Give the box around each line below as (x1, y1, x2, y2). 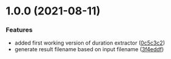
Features (5, 26, 33, 34)
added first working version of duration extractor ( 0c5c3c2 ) (14, 39, 166, 46)
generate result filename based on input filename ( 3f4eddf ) (14, 46, 164, 53)
